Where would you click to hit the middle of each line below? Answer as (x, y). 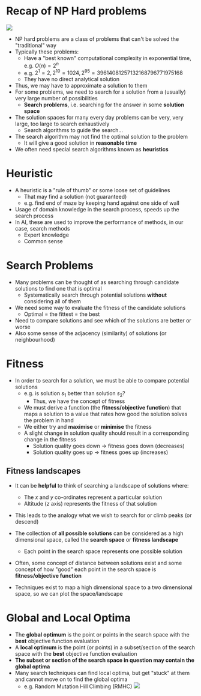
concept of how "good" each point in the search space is (85, 569)
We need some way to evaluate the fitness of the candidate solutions (100, 308)
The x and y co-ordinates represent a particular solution (93, 497)
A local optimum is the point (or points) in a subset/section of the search (105, 647)
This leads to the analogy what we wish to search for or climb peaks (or (103, 515)
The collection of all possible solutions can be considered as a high (99, 533)
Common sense (43, 241)
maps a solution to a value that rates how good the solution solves (106, 414)
